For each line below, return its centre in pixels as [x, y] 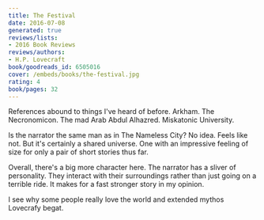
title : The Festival [42, 15]
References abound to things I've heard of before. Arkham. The [111, 112]
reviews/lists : [33, 38]
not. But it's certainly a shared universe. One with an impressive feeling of [128, 144]
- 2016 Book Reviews [42, 45]
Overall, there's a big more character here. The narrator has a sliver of [122, 168]
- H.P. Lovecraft [37, 60]
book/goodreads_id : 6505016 [55, 67]
